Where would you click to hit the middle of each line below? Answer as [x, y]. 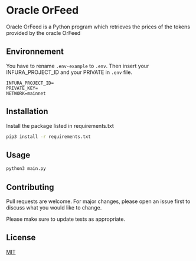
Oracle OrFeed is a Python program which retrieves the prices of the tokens [98, 27]
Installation [27, 112]
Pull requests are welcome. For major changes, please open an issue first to [98, 201]
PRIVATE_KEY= [22, 88]
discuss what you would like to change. [54, 207]
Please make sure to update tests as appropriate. [66, 219]
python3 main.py [26, 169]
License [21, 238]
